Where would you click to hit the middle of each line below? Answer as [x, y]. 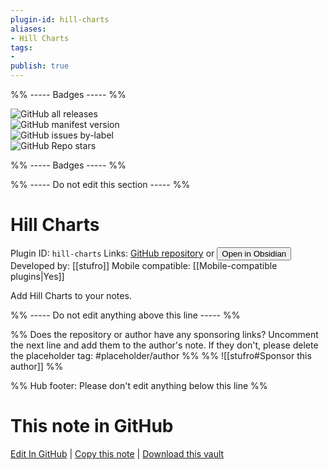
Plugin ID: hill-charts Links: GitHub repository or [112, 253]
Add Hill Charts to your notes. [71, 295]
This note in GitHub [92, 426]
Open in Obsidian [254, 253]
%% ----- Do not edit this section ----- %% [100, 184]
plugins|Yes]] [37, 276]
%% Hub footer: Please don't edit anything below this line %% [139, 385]
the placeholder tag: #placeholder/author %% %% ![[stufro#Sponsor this [161, 355]
